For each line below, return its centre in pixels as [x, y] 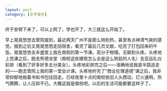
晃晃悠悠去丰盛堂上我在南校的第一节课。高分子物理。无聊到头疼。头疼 [85, 52]
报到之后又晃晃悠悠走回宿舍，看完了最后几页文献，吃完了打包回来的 [83, 46]
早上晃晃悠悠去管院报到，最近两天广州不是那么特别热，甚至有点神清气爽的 [81, 40]
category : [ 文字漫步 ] [26, 14]
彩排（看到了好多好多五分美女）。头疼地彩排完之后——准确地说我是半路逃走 [83, 65]
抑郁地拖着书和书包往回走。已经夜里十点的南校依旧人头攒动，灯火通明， [83, 77]
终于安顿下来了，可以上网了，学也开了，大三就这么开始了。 [66, 29]
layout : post [19, 10]
